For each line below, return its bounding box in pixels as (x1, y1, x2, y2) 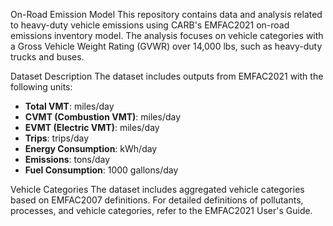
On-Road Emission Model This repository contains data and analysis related (10, 9, 323, 20)
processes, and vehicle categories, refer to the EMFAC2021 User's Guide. (10, 205, 313, 216)
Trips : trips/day (24, 132, 90, 144)
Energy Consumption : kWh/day (24, 143, 158, 154)
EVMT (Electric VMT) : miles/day (24, 122, 160, 133)
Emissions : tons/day (24, 154, 111, 165)
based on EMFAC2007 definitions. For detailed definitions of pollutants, (10, 194, 304, 206)
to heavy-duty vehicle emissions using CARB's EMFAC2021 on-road (10, 19, 290, 31)
